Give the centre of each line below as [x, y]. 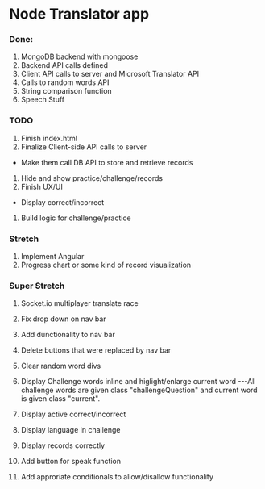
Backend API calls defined [64, 65]
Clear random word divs [61, 366]
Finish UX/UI [41, 186]
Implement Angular [52, 257]
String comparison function [66, 91]
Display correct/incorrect [62, 202]
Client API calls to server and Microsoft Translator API [110, 74]
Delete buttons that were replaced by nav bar [96, 350]
